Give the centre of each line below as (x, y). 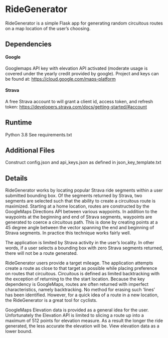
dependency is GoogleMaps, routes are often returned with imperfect (77, 284)
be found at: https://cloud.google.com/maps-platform (61, 79)
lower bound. (19, 331)
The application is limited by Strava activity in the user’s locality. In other (80, 243)
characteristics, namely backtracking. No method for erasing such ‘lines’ (80, 290)
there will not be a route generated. (42, 253)
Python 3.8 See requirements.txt (39, 134)
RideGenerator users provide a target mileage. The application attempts (79, 263)
